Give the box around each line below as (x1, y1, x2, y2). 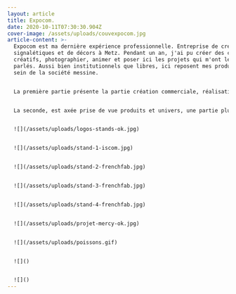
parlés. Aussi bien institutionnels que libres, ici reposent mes (13, 63, 212, 70)
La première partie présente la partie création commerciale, (13, 88, 199, 95)
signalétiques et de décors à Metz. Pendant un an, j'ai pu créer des (13, 50, 225, 57)
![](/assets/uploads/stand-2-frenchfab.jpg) (13, 163, 146, 171)
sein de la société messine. (13, 69, 99, 76)
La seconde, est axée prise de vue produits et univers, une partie (13, 107, 218, 114)
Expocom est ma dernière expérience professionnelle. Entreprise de (13, 43, 218, 50)
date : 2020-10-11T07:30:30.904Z (7, 23, 102, 30)
